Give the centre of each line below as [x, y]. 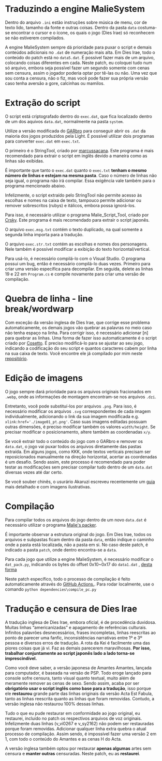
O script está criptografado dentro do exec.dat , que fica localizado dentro [79, 116]
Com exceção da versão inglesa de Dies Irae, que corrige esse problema [77, 322]
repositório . [16, 358]
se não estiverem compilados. [35, 38]
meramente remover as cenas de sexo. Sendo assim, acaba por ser [72, 683]
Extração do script [43, 103]
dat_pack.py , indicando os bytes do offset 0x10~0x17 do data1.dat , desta [79, 564]
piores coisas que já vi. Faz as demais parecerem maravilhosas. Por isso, [78, 648]
